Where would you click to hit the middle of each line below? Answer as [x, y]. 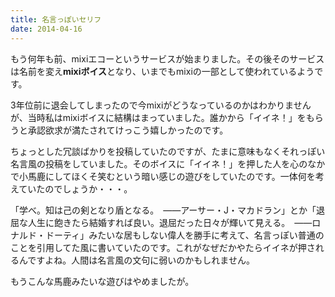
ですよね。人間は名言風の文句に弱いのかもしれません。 [141, 260]
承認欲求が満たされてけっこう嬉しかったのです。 [128, 130]
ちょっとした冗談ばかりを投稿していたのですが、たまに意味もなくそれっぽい [168, 151]
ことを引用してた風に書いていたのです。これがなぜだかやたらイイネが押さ [163, 247]
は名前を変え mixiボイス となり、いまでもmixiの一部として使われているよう [162, 71]
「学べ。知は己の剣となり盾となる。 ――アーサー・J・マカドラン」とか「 [163, 210]
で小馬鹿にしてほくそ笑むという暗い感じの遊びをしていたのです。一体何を [163, 176]
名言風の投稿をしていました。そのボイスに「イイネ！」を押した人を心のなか [168, 163]
